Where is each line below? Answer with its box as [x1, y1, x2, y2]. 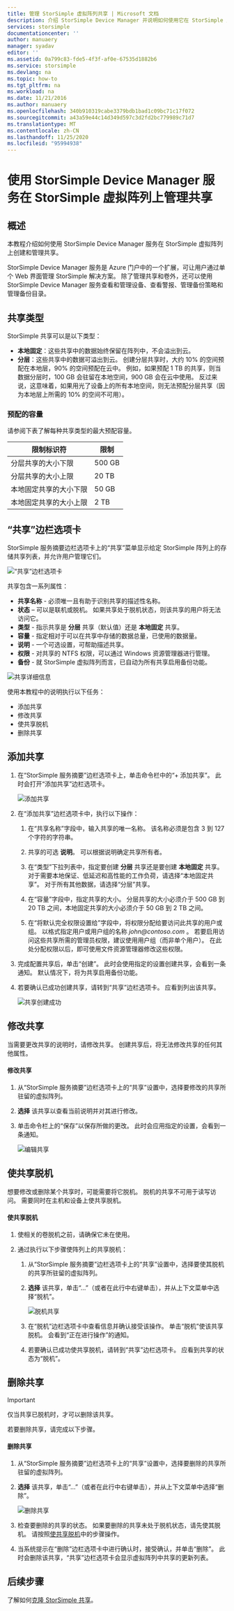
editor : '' [7, 50, 39, 57]
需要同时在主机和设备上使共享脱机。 [20, 1196, 125, 1204]
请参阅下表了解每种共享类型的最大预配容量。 [7, 427, 136, 435]
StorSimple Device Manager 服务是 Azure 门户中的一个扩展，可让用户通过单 [7, 263, 226, 272]
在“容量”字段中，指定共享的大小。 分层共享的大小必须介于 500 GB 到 [27, 895, 225, 903]
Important [7, 1395, 36, 1404]
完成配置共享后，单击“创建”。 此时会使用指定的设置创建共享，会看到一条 [17, 959, 226, 968]
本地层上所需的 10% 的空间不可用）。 [23, 390, 128, 398]
